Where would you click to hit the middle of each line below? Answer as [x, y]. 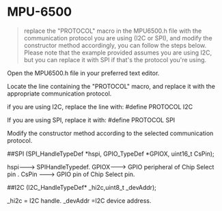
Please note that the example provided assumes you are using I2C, [118, 53]
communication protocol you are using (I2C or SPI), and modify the [118, 38]
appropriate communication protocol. [59, 94]
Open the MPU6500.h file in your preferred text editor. [83, 73]
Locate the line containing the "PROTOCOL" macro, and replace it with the [111, 86]
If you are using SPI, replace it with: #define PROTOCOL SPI [91, 119]
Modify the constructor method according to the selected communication [110, 133]
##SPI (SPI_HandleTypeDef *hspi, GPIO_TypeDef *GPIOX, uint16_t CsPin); [111, 154]
